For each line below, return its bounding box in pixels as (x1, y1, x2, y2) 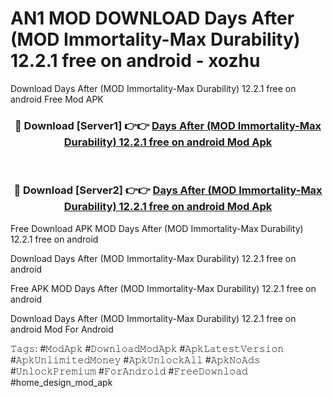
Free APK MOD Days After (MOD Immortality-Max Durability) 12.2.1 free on (10, 282, 317, 294)
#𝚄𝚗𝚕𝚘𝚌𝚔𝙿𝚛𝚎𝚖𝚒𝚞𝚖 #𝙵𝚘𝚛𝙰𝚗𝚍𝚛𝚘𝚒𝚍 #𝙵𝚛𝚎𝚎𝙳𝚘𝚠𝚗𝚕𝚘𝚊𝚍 (10, 365, 248, 377)
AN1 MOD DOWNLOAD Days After (10, 7, 295, 30)
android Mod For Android (10, 323, 114, 335)
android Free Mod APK (10, 93, 104, 105)
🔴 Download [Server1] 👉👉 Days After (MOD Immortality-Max (14, 118, 322, 132)
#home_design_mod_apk (10, 376, 113, 388)
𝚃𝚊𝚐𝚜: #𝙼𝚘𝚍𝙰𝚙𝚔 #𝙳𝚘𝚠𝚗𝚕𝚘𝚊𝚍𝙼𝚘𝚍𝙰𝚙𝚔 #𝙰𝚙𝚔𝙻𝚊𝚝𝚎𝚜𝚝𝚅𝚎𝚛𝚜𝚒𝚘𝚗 (10, 342, 285, 354)
